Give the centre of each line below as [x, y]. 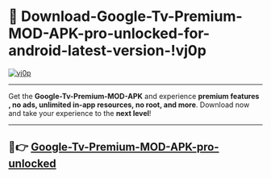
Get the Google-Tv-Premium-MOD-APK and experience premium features [134, 96]
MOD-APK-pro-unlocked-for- [109, 33]
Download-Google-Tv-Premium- [132, 17]
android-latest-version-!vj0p [108, 51]
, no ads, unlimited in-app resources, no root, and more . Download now [129, 105]
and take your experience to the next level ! [80, 113]
